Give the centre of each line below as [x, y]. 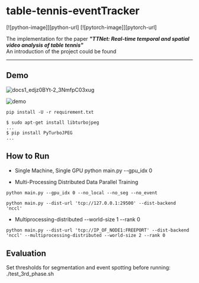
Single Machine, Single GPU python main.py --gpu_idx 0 [84, 171]
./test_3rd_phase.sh [30, 274]
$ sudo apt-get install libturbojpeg [53, 123]
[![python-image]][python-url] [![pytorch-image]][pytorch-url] [81, 27]
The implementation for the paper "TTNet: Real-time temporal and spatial [98, 38]
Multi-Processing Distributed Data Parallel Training [76, 182]
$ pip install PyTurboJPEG [39, 133]
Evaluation [26, 253]
